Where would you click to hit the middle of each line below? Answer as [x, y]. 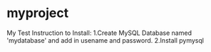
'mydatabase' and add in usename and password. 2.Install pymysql [105, 40]
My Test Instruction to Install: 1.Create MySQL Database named [99, 33]
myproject [38, 13]
